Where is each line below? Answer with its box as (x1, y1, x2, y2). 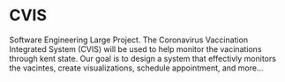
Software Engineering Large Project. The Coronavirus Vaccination (9, 34, 249, 45)
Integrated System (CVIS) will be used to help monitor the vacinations (9, 43, 262, 54)
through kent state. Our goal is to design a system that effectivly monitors (9, 53, 276, 63)
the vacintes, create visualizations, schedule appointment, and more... (9, 63, 264, 73)
